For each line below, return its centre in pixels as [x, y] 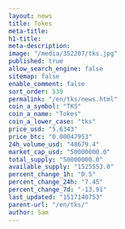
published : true [36, 62]
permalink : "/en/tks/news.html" [63, 99]
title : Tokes [30, 24]
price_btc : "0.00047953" [50, 136]
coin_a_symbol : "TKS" [45, 106]
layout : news [30, 16]
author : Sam [28, 212]
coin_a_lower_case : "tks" [52, 122]
